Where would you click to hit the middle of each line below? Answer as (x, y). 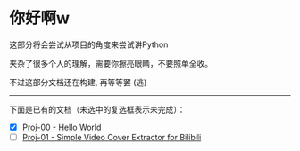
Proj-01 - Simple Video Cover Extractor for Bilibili (112, 137)
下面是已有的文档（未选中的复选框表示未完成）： (97, 109)
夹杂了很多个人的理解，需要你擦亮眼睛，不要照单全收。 (111, 63)
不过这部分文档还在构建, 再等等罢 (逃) (78, 82)
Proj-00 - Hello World (62, 127)
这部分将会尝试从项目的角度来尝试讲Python (89, 44)
